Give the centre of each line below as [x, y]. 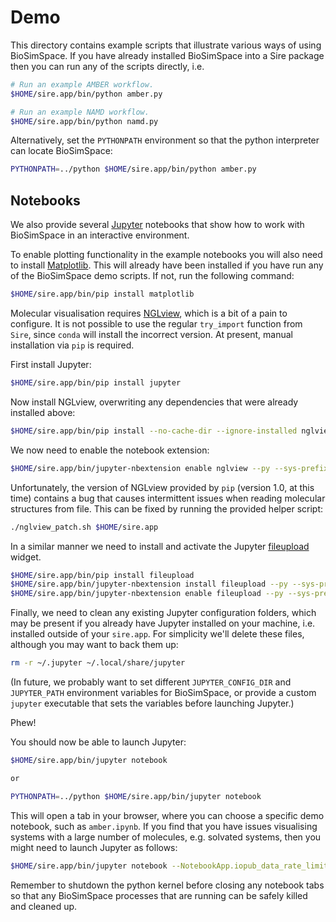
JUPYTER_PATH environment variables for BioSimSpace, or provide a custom [163, 692]
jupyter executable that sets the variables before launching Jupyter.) [152, 703]
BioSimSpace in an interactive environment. [100, 235]
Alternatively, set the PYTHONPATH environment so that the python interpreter [165, 140]
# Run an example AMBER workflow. [82, 84]
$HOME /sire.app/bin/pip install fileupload [102, 575]
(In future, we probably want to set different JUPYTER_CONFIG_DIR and [151, 682]
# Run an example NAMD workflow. [80, 112]
